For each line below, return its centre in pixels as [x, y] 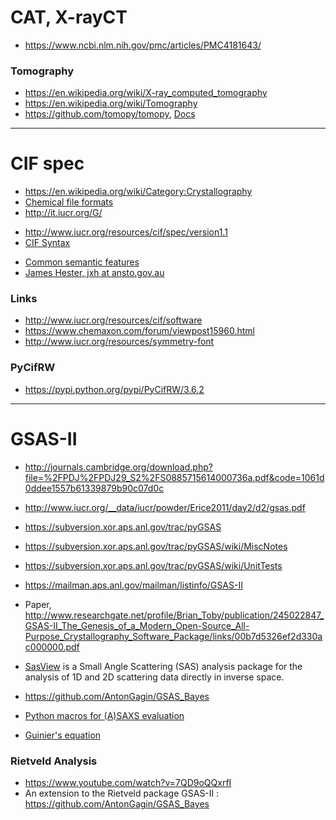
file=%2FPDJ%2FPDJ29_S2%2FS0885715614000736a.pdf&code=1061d [174, 477]
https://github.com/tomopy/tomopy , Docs [110, 114]
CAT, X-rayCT [69, 17]
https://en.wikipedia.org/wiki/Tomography [111, 103]
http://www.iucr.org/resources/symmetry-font [119, 342]
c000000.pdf [52, 647]
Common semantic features [82, 262]
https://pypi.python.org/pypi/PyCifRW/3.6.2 [114, 389]
